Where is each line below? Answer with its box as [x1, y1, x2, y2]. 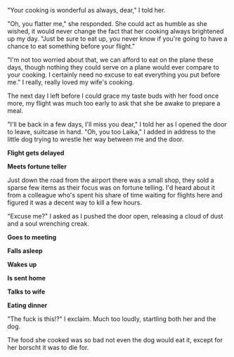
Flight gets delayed [7, 149, 65, 157]
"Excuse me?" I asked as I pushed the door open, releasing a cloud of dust [7, 212, 223, 220]
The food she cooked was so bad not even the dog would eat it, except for [7, 336, 223, 344]
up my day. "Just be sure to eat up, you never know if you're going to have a [7, 34, 228, 43]
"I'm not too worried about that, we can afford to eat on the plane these [7, 56, 214, 64]
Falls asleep [7, 247, 44, 255]
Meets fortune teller [7, 162, 67, 171]
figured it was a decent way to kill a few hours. [7, 198, 143, 207]
